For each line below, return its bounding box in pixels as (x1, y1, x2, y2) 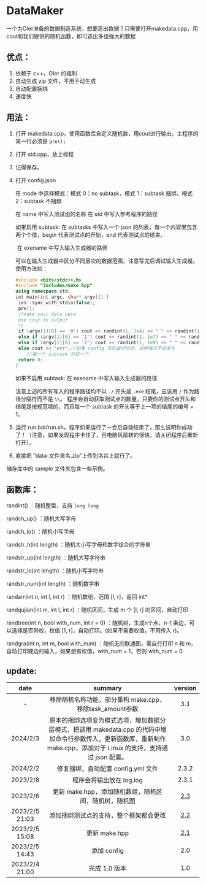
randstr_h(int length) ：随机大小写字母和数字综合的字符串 (6, 541, 151, 548)
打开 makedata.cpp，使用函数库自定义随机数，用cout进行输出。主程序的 (15, 129, 199, 137)
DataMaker (6, 4, 64, 18)
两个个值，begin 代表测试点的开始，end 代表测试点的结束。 (15, 231, 166, 238)
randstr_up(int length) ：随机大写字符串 (6, 554, 106, 561)
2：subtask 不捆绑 (15, 197, 63, 204)
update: (6, 666, 37, 676)
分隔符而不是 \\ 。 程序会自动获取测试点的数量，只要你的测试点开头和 (20, 395, 196, 402)
